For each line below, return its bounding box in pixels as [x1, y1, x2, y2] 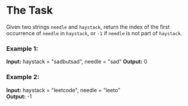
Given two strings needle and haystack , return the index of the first [6, 23, 170, 30]
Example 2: [6, 73, 40, 81]
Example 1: [6, 44, 38, 52]
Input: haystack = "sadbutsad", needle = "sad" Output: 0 [6, 58, 148, 66]
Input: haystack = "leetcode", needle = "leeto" [6, 86, 121, 93]
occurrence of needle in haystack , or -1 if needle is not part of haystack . [6, 29, 183, 36]
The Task [6, 4, 53, 17]
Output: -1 [6, 93, 32, 100]
